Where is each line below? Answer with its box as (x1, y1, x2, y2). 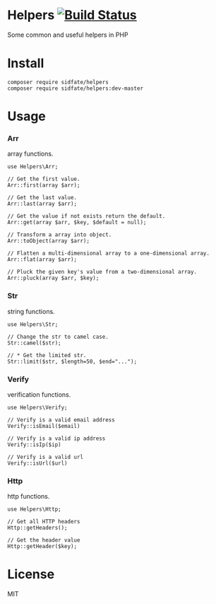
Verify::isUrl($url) (7, 460, 68, 467)
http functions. (7, 492, 50, 501)
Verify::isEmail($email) (7, 422, 80, 429)
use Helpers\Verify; (7, 404, 68, 411)
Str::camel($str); (7, 339, 61, 347)
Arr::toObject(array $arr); (7, 238, 90, 245)
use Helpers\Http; (7, 506, 61, 513)
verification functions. (7, 390, 71, 399)
